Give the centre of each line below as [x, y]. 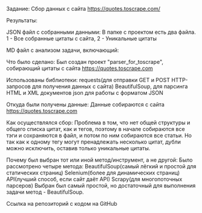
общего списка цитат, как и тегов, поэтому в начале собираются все [96, 129]
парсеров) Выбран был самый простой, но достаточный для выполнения [101, 186]
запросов [19, 86]
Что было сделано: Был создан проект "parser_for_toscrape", [85, 62]
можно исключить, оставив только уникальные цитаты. [78, 148]
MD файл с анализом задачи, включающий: [63, 50]
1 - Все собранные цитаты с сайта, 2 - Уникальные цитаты [82, 38]
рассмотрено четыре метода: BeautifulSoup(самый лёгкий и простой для [101, 166]
